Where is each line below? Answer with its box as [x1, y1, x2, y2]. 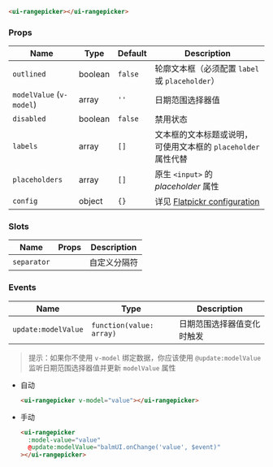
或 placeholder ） [154, 76, 219, 87]
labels [12, 142, 38, 151]
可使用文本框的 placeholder [154, 141, 260, 153]
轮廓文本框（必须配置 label [154, 63, 260, 75]
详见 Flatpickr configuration [154, 196, 260, 207]
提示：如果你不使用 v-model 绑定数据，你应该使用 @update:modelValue [28, 352, 262, 362]
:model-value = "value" [28, 435, 102, 444]
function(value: [91, 321, 154, 330]
